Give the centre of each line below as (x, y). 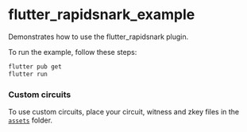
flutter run (28, 74)
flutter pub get (35, 66)
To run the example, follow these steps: (73, 52)
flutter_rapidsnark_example (102, 15)
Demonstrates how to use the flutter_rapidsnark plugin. (98, 37)
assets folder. (31, 120)
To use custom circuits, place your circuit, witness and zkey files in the (124, 111)
